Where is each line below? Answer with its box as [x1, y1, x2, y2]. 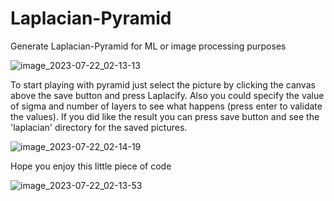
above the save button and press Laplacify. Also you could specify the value [10, 89, 325, 101]
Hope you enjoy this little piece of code [10, 160, 172, 172]
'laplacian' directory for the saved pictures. [10, 121, 188, 133]
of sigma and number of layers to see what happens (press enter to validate [10, 100, 323, 112]
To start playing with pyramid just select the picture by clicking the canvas [10, 78, 316, 91]
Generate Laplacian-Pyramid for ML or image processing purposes [10, 40, 287, 52]
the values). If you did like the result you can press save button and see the [10, 110, 320, 122]
